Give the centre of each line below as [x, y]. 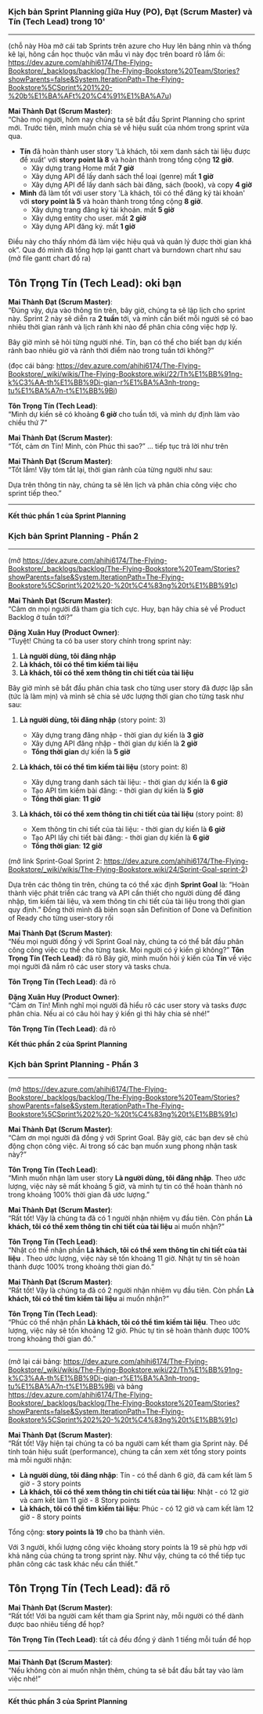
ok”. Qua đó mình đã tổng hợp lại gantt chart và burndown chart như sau [124, 250]
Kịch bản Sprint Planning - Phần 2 [74, 536]
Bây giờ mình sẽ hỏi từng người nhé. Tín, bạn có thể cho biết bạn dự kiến [125, 342]
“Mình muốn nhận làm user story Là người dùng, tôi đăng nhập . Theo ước [127, 1178]
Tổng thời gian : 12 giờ [67, 846]
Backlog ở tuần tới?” [40, 618]
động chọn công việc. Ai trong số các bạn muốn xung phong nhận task [122, 1146]
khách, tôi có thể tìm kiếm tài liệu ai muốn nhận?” [89, 1298]
